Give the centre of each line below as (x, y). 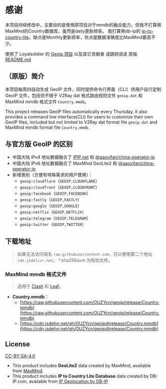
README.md (18, 59)
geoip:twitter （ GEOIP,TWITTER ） (53, 224)
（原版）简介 (25, 77)
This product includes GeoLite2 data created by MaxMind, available (82, 366)
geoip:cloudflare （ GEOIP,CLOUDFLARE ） (60, 181)
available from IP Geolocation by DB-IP (69, 382)
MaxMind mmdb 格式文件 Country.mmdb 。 (47, 102)
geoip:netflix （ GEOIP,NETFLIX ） (53, 212)
